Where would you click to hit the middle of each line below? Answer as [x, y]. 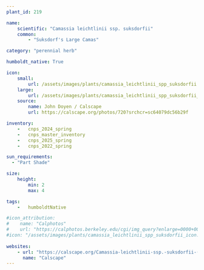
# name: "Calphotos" [36, 224]
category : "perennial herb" [42, 51]
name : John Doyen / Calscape [65, 107]
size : [13, 174]
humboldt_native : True [35, 62]
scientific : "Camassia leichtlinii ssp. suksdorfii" [85, 29]
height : [27, 179]
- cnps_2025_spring [44, 140]
